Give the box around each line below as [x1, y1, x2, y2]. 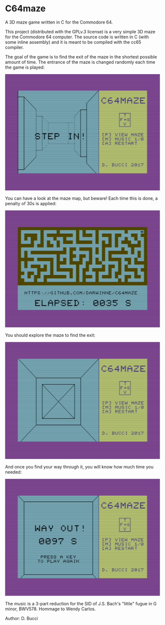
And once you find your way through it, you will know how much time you [5, 463, 154, 469]
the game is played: [5, 64, 45, 70]
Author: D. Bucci [5, 616, 38, 622]
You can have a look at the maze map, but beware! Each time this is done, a [5, 195, 158, 201]
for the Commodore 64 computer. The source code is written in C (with [5, 34, 149, 40]
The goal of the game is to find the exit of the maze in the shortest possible [5, 54, 157, 59]
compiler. [5, 44, 24, 50]
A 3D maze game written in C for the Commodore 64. [5, 19, 113, 25]
